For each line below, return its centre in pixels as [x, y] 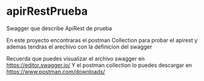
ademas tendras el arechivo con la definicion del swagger [79, 47]
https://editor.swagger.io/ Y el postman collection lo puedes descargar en [99, 65]
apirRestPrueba [47, 11]
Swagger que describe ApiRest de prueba [59, 28]
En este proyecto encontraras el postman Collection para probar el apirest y [102, 40]
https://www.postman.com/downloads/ [56, 71]
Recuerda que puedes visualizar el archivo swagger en [76, 58]
